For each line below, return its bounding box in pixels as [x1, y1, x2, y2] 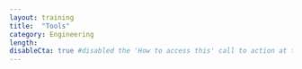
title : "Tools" [9, 22, 70, 30]
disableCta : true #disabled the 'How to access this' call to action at [9, 47, 288, 56]
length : [9, 38, 39, 47]
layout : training [9, 13, 75, 22]
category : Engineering [9, 30, 94, 39]
